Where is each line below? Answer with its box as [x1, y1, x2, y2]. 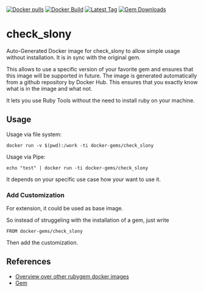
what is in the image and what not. [6, 85, 93, 92]
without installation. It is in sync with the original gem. [6, 54, 141, 61]
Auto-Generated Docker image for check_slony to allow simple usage [6, 47, 181, 54]
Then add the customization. [6, 239, 79, 246]
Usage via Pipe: [6, 153, 46, 160]
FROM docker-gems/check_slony [6, 229, 83, 235]
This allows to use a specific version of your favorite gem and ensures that [6, 65, 194, 73]
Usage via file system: [6, 130, 62, 138]
